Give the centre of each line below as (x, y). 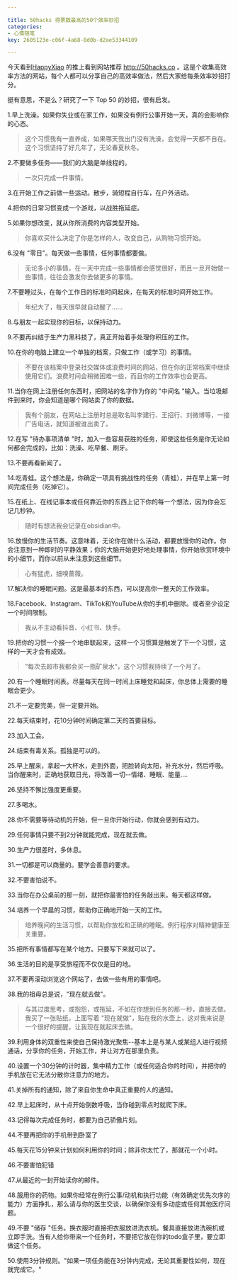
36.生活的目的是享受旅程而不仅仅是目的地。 (71, 964)
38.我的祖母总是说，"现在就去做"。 (58, 994)
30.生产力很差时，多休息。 (46, 850)
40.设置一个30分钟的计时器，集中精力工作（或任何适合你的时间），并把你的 (117, 1066)
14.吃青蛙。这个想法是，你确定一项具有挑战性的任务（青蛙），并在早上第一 (115, 478)
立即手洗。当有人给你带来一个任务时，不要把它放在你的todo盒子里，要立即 (116, 1237)
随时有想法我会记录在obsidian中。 (74, 526)
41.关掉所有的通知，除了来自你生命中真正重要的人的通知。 (92, 1090)
